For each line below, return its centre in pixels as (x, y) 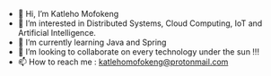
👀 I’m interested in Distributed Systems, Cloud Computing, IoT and (140, 23)
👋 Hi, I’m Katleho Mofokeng (68, 14)
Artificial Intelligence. (57, 33)
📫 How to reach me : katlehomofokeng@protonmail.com (123, 62)
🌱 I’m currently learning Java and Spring (92, 42)
